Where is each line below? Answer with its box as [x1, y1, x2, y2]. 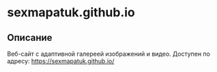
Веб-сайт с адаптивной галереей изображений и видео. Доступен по [7, 50, 210, 58]
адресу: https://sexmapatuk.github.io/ [7, 57, 115, 65]
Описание [7, 32, 53, 43]
